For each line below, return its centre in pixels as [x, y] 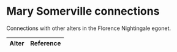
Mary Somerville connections [83, 11]
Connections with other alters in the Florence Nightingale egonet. [89, 28]
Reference [46, 43]
